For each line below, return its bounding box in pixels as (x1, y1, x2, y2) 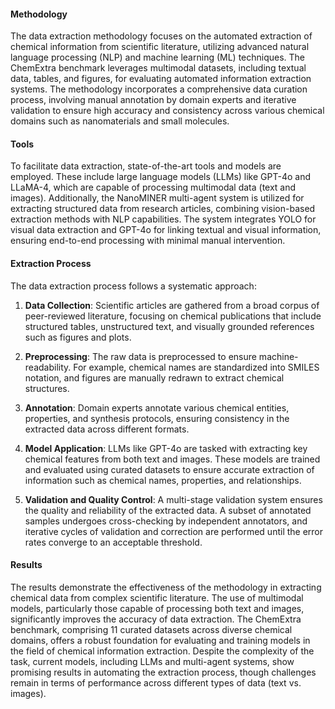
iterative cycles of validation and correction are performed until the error (24, 525, 324, 537)
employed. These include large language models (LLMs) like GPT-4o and (10, 171, 311, 183)
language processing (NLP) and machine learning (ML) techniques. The (10, 51, 306, 64)
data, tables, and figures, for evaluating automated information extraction (10, 73, 312, 85)
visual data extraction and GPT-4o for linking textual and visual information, (10, 224, 322, 236)
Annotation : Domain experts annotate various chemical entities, (24, 401, 290, 414)
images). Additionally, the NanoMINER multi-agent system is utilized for (10, 192, 305, 204)
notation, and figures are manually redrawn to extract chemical (24, 371, 285, 384)
